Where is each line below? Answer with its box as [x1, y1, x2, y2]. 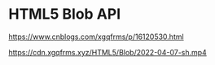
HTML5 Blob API [8, 5, 121, 24]
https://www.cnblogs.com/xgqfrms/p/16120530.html [8, 32, 185, 41]
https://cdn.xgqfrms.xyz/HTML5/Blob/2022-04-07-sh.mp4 [8, 47, 208, 57]
